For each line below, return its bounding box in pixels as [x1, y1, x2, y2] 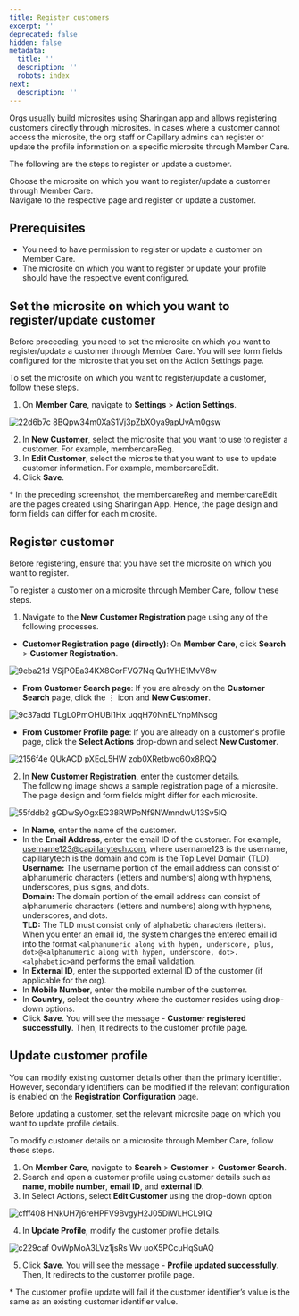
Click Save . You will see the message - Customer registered [21, 1012, 246, 1024]
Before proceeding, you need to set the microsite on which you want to [9, 336, 270, 347]
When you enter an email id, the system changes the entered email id [21, 929, 278, 940]
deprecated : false [9, 30, 78, 38]
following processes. [21, 620, 100, 631]
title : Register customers [9, 13, 110, 22]
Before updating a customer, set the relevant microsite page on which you [9, 1108, 281, 1118]
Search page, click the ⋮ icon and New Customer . [21, 692, 212, 703]
